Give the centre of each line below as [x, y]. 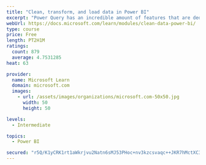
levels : [16, 119]
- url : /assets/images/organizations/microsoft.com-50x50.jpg [98, 97]
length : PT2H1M [26, 40]
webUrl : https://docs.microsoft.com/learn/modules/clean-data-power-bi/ [101, 23]
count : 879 [26, 52]
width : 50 [35, 103]
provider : [19, 74]
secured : [17, 153]
